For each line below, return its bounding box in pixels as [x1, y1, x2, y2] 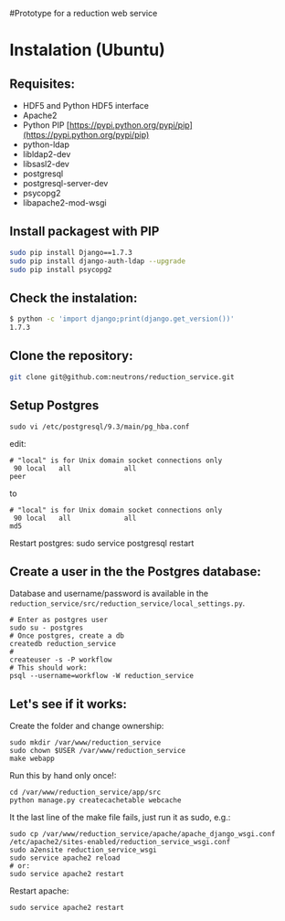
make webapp [9, 754, 55, 764]
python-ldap [22, 139, 70, 150]
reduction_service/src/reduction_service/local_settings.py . [9, 598, 246, 609]
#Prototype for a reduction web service [9, 8, 158, 18]
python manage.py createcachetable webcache [9, 796, 182, 805]
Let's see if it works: [9, 696, 128, 712]
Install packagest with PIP [9, 224, 160, 239]
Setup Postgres [9, 397, 100, 414]
